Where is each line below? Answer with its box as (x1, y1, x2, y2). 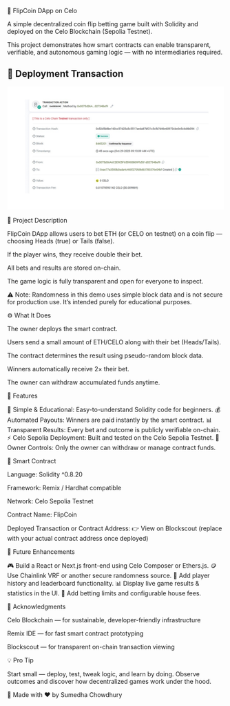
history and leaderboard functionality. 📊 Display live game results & (7, 579, 200, 588)
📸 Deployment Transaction (7, 68, 124, 80)
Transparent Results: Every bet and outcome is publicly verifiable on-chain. (7, 426, 221, 434)
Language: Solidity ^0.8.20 (7, 470, 83, 479)
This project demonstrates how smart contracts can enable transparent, (7, 41, 211, 48)
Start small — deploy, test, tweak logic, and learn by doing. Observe (7, 670, 200, 678)
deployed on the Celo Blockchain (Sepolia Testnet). (7, 28, 153, 35)
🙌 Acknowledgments (7, 602, 66, 611)
